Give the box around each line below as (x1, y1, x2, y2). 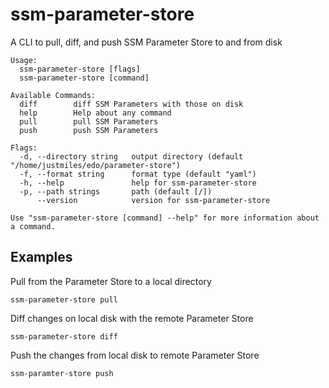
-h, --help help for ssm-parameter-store (19, 178, 257, 188)
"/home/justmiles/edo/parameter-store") (10, 160, 182, 170)
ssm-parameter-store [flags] (19, 64, 141, 74)
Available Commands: (10, 90, 97, 100)
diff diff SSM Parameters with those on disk (19, 99, 244, 109)
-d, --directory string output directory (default (19, 151, 244, 162)
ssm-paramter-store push (10, 368, 114, 378)
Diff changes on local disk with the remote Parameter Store (10, 312, 254, 324)
